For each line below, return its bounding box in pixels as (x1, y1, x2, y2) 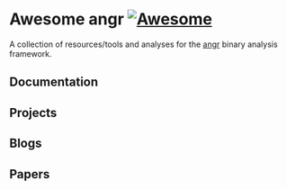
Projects (9, 104, 58, 121)
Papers (9, 167, 50, 182)
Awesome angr (9, 9, 124, 30)
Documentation (9, 75, 99, 90)
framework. (9, 48, 52, 59)
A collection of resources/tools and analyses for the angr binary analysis (9, 39, 278, 50)
